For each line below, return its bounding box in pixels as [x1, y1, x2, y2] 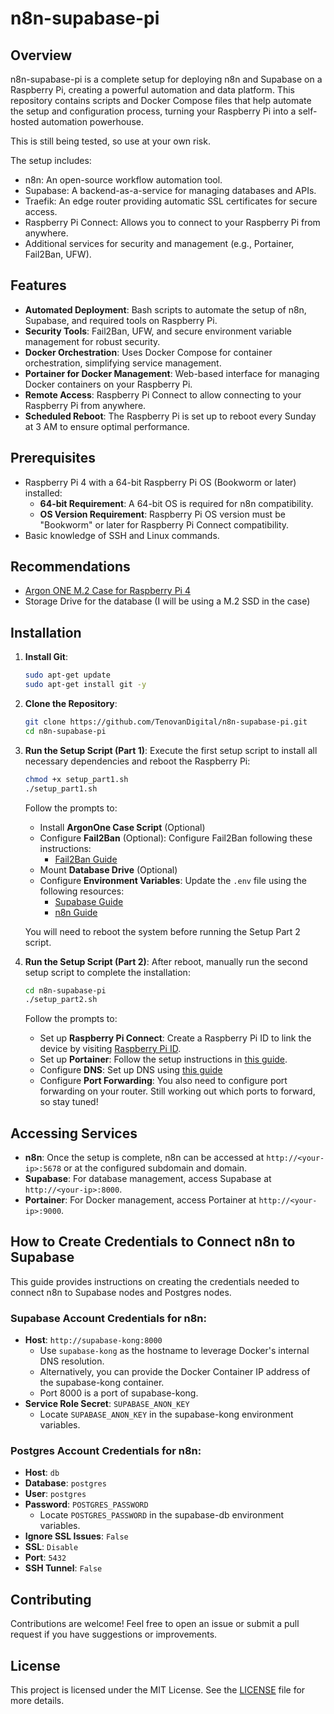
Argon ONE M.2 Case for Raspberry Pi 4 [24, 585, 191, 597]
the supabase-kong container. [39, 1377, 165, 1389]
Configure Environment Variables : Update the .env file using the [39, 874, 307, 886]
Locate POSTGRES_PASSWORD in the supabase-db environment [39, 1509, 285, 1521]
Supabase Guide [54, 895, 124, 907]
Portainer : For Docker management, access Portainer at [24, 1194, 257, 1206]
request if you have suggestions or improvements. [10, 1628, 218, 1641]
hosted [10, 116, 40, 127]
